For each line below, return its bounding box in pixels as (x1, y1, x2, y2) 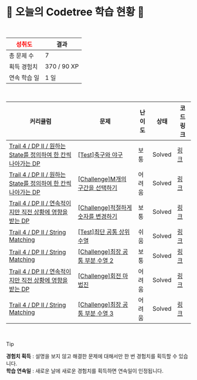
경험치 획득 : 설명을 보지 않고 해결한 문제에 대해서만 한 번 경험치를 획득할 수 (6, 352, 178, 359)
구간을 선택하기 (77, 183, 118, 191)
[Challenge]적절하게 (77, 203, 132, 211)
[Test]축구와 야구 (77, 150, 123, 159)
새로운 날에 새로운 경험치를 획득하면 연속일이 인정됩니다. (35, 367, 164, 374)
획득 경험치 (9, 62, 38, 70)
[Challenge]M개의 (77, 174, 127, 183)
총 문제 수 (9, 51, 34, 59)
